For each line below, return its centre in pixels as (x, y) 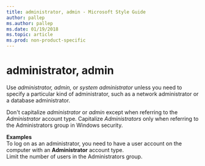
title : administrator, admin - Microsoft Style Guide (76, 12)
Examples (19, 137)
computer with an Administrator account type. (65, 150)
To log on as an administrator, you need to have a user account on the (94, 143)
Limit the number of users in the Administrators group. (74, 156)
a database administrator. (38, 100)
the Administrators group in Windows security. (65, 125)
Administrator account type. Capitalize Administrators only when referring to (103, 118)
